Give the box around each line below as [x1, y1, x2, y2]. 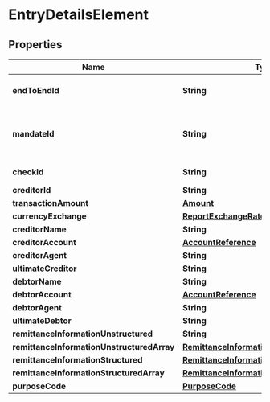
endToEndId [12, 85, 60, 96]
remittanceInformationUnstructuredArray [12, 342, 175, 352]
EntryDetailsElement [8, 6, 149, 24]
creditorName [12, 224, 67, 235]
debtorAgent [12, 302, 63, 313]
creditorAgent [12, 250, 67, 260]
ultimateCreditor [12, 263, 77, 274]
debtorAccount [12, 289, 72, 300]
